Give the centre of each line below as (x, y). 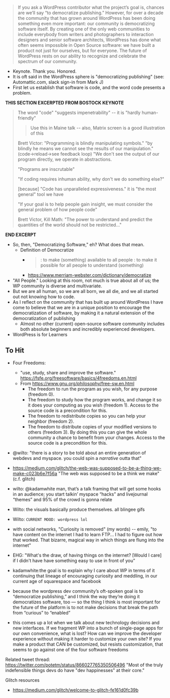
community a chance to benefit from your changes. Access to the (96, 438)
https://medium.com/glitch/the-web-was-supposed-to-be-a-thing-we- (87, 468)
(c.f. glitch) (24, 479)
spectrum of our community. (47, 61)
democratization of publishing (44, 318)
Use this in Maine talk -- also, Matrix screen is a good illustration (98, 128)
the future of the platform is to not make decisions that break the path (85, 607)
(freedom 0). (41, 394)
